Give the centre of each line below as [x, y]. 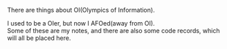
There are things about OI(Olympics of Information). [81, 10]
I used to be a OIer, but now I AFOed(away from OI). [81, 23]
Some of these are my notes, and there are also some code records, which [113, 31]
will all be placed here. [39, 38]
